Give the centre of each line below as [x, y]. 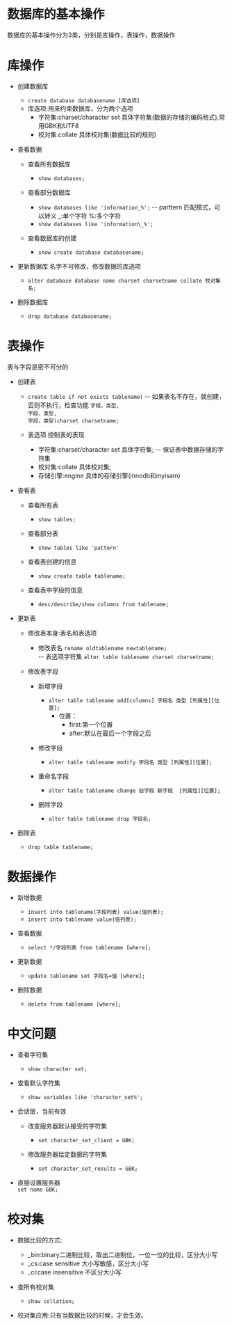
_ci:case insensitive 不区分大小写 [74, 1272]
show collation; [51, 1301]
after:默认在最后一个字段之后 [110, 733]
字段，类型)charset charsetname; [73, 421]
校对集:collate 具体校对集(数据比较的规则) [97, 134]
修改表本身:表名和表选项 [62, 633]
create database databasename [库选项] [84, 101]
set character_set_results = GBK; [88, 1169]
